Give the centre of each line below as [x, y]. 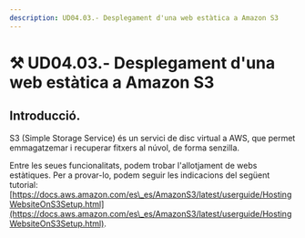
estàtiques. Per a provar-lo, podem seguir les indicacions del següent [140, 175]
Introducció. [45, 116]
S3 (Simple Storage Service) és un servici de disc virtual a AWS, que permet [152, 138]
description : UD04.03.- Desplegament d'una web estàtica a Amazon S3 [144, 18]
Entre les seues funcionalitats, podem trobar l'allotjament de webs [133, 165]
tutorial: [24, 184]
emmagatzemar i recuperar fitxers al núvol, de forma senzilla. [124, 148]
